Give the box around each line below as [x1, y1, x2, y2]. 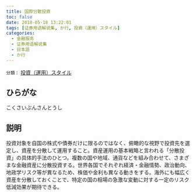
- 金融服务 [11, 36, 34, 42]
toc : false [6, 14, 33, 20]
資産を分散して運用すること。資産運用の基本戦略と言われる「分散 [21, 147, 180, 154]
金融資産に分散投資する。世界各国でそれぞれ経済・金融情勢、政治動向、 [16, 161, 190, 169]
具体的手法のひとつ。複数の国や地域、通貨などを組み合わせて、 [21, 154, 174, 161]
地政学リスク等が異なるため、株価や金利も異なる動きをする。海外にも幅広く [6, 169, 190, 176]
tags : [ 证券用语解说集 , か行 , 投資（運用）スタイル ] [6, 25, 120, 31]
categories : [6, 30, 35, 36]
